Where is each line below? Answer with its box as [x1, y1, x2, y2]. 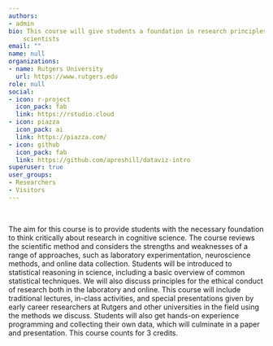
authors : [8, 11, 38, 20]
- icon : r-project [8, 95, 71, 103]
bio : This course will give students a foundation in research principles [8, 27, 267, 35]
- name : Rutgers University [8, 65, 104, 73]
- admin [8, 20, 35, 28]
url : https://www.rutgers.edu [15, 72, 118, 81]
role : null [8, 80, 45, 88]
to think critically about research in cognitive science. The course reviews [8, 233, 255, 243]
